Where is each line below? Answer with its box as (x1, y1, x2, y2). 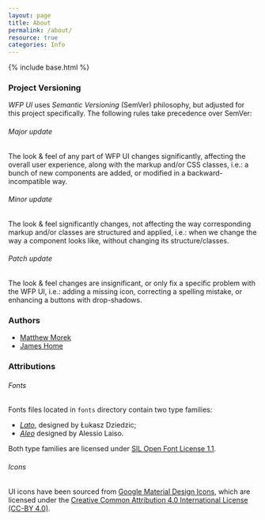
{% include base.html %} (8, 62, 89, 72)
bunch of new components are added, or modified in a (8, 168, 186, 178)
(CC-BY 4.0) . (8, 503, 51, 513)
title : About (8, 19, 51, 27)
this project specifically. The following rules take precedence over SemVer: (8, 108, 252, 119)
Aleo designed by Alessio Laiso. (19, 428, 124, 439)
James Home (19, 341, 63, 351)
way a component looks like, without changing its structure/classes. (8, 236, 229, 245)
